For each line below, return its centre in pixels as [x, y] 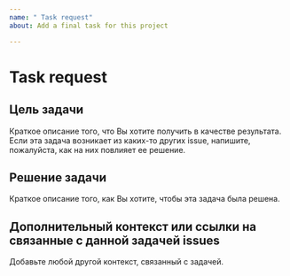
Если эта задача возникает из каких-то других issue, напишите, [130, 140]
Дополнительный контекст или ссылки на [133, 226]
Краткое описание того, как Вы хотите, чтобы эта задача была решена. [145, 199]
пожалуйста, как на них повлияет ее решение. [98, 149]
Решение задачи [58, 177]
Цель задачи [47, 110]
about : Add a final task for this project [89, 26]
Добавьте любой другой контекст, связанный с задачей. [117, 262]
